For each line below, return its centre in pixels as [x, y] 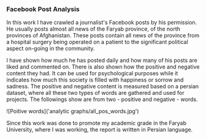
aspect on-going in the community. [51, 48]
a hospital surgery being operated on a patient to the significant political [97, 42]
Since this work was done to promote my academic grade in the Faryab [97, 123]
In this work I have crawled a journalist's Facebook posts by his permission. [102, 23]
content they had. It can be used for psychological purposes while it [92, 73]
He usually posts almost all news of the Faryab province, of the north [93, 29]
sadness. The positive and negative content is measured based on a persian [103, 86]
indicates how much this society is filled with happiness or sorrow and [95, 80]
